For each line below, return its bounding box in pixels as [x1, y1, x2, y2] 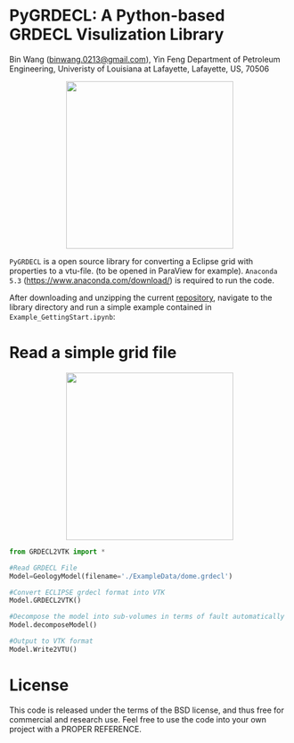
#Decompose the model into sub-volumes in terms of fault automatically [9, 613, 285, 622]
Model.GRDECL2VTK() [9, 596, 82, 605]
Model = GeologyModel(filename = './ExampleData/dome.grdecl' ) [9, 572, 233, 580]
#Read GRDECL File [9, 564, 78, 572]
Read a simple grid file [9, 343, 177, 363]
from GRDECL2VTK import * [9, 547, 105, 556]
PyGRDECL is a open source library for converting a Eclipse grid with [9, 255, 254, 266]
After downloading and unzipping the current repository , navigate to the [9, 292, 274, 303]
